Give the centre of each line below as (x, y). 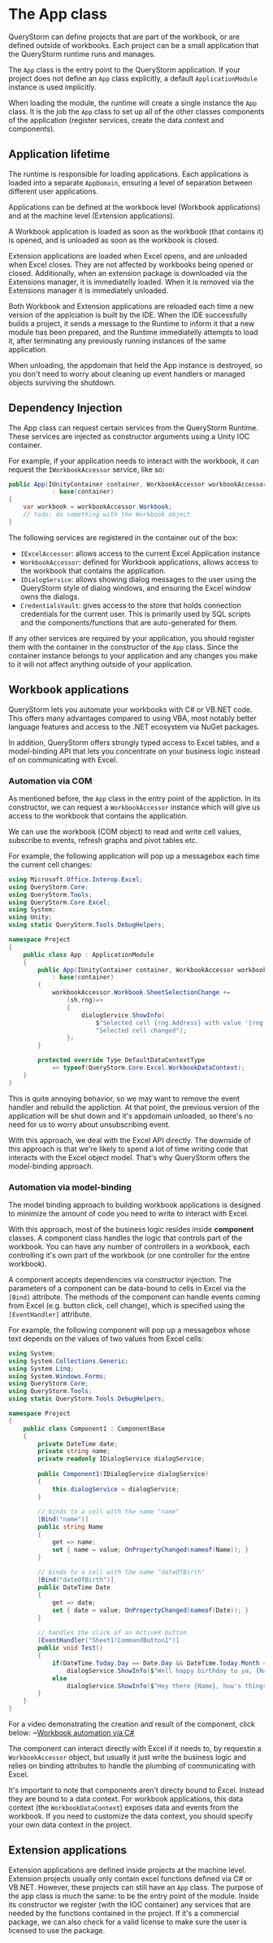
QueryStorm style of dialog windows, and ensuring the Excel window (136, 587)
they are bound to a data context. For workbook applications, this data (126, 1799)
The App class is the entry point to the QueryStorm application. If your (125, 69)
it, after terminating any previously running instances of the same (117, 341)
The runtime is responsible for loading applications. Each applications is (129, 174)
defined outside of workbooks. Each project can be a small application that (134, 45)
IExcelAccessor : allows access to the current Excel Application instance (140, 553)
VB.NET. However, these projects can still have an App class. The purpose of (136, 1887)
